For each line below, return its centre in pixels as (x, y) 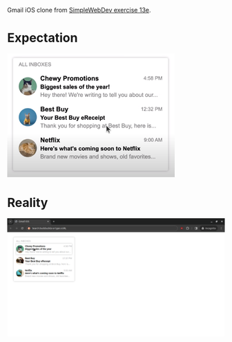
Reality (28, 203)
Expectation (42, 38)
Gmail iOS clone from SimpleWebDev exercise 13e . (79, 10)
